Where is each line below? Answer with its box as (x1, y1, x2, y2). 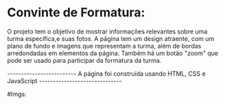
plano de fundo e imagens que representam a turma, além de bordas (7, 42, 202, 50)
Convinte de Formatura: (7, 5, 145, 20)
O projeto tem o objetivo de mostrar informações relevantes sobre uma (7, 27, 208, 35)
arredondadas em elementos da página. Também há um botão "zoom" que (7, 49, 218, 57)
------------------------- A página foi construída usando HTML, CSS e (7, 70, 206, 78)
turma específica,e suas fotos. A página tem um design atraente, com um (7, 34, 215, 42)
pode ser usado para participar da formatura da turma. (7, 56, 162, 64)
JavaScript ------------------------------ (7, 76, 122, 85)
